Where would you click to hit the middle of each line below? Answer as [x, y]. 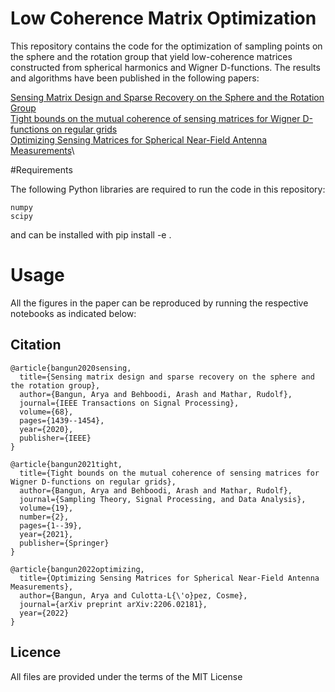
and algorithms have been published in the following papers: [135, 78]
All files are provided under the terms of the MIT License [126, 676]
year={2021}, [46, 534]
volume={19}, [46, 508]
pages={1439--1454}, [62, 420]
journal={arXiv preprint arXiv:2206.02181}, [113, 604]
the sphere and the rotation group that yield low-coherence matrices [151, 56]
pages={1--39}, [51, 525]
